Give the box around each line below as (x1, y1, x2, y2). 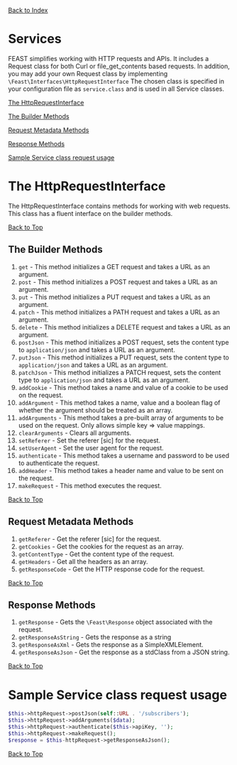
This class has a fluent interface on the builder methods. (8, 209, 173, 217)
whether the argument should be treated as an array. (18, 406, 173, 414)
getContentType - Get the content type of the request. (18, 550, 175, 558)
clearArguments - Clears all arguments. (18, 428, 132, 437)
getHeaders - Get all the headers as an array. (18, 557, 148, 565)
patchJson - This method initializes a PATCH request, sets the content (18, 368, 221, 376)
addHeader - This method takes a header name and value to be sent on (18, 466, 224, 474)
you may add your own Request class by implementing (8, 69, 168, 77)
